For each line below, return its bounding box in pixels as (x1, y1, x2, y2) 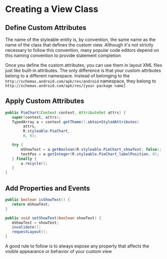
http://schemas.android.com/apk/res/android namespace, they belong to (5, 78, 156, 84)
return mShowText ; (11, 202, 50, 207)
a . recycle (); (20, 161, 48, 166)
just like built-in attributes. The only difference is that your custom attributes (5, 67, 161, 73)
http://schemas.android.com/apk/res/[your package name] (5, 83, 126, 88)
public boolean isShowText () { (5, 197, 70, 202)
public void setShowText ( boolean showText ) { (5, 216, 101, 221)
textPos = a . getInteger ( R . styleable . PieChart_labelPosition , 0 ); (20, 151, 160, 157)
